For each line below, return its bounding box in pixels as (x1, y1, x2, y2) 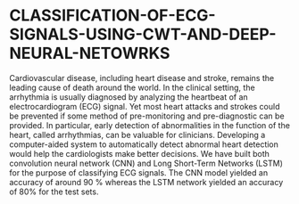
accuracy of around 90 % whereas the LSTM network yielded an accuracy (9, 176, 284, 187)
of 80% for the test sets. (9, 186, 99, 197)
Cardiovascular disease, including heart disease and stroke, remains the (9, 72, 275, 83)
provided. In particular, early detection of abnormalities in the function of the (9, 119, 290, 130)
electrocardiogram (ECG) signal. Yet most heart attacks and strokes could (9, 101, 280, 111)
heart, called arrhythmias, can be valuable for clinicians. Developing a (9, 129, 266, 140)
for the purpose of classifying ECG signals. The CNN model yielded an (9, 167, 269, 178)
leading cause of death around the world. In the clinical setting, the (9, 82, 256, 93)
